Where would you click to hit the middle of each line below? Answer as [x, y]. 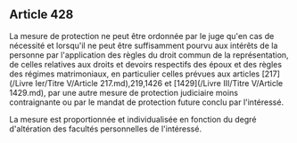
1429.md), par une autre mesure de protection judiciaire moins [124, 92]
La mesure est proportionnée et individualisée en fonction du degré [133, 119]
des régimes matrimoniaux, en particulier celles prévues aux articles [135, 74]
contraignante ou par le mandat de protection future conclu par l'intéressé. [146, 102]
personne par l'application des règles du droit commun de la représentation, [149, 55]
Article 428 [41, 15]
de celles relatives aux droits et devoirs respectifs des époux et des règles [146, 64]
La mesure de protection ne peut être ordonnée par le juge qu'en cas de [142, 36]
